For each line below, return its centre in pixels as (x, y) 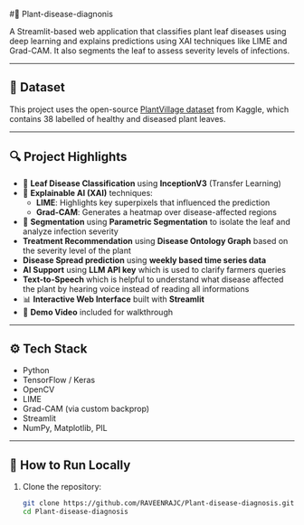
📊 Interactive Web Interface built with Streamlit (114, 299)
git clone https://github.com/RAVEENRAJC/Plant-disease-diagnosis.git (158, 503)
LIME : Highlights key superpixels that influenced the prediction (153, 202)
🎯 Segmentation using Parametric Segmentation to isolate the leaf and (157, 221)
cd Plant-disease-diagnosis (75, 512)
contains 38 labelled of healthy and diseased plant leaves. (118, 118)
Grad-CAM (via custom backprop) (86, 409)
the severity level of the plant (76, 250)
